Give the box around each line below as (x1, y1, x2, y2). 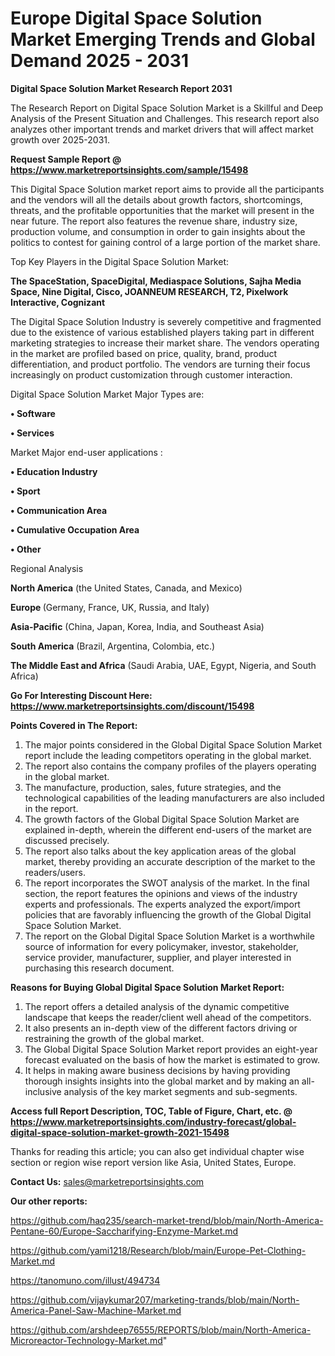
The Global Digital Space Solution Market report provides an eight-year (24, 1043, 318, 1055)
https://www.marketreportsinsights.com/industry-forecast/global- (10, 1115, 297, 1127)
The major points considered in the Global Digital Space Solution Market (24, 738, 322, 751)
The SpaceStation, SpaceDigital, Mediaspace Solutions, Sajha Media (10, 275, 302, 287)
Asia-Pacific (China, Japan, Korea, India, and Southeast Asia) (10, 620, 265, 632)
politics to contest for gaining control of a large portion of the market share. (10, 236, 321, 248)
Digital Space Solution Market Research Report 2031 (10, 82, 233, 94)
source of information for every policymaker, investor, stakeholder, (24, 940, 299, 952)
